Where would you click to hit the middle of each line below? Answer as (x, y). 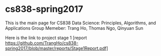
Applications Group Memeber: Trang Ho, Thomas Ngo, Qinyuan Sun (74, 28)
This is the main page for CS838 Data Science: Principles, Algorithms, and (81, 23)
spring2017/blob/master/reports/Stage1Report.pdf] (57, 48)
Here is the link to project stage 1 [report (46, 38)
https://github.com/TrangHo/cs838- (42, 43)
